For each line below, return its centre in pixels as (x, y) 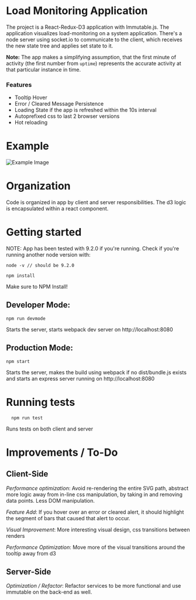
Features (19, 84)
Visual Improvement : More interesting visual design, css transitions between (98, 530)
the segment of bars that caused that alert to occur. (68, 518)
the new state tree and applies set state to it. (60, 46)
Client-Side (27, 474)
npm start (18, 361)
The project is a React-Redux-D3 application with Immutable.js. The (88, 27)
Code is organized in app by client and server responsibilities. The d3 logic (96, 202)
